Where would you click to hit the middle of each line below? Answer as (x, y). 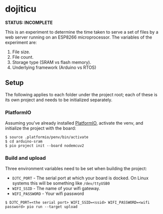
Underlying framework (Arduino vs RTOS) (54, 67)
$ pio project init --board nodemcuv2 (45, 146)
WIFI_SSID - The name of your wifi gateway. (56, 189)
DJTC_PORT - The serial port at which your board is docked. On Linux (80, 178)
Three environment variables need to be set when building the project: (76, 169)
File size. (21, 52)
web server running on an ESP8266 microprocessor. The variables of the (79, 37)
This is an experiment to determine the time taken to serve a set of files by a (82, 32)
